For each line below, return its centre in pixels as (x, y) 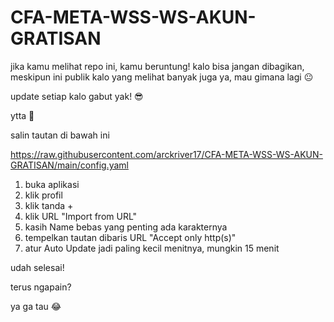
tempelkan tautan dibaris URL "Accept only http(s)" (130, 237)
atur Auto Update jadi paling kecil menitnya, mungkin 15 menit (152, 248)
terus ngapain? (41, 287)
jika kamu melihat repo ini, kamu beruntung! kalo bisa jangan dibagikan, (157, 66)
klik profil (43, 195)
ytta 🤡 (22, 115)
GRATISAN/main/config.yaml (69, 165)
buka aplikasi (52, 184)
